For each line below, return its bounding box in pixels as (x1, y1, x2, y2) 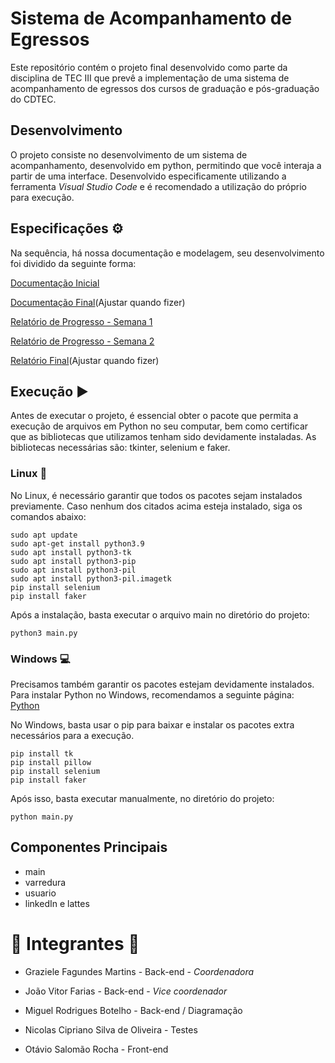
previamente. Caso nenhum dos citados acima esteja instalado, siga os (10, 500, 303, 512)
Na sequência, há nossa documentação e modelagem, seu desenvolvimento (10, 247, 325, 259)
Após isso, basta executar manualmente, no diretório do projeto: (10, 792, 275, 804)
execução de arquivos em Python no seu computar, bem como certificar (10, 420, 309, 432)
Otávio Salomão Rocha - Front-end (24, 1043, 169, 1055)
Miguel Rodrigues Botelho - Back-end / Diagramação (24, 1004, 243, 1016)
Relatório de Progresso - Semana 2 (10, 335, 155, 347)
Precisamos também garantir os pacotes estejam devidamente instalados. (10, 678, 315, 690)
